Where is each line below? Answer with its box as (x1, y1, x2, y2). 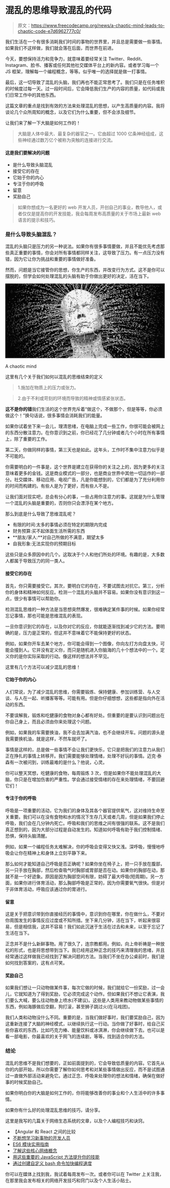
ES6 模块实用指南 (12, 1141, 49, 1147)
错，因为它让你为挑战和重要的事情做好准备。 (5, 256, 99, 262)
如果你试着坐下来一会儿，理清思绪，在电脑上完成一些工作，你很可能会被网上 (5, 423, 165, 430)
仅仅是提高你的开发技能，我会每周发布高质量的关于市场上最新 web (22, 211, 161, 217)
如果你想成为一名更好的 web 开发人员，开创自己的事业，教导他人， (17, 204, 158, 211)
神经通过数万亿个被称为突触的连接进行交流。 (22, 137, 115, 143)
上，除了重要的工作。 (5, 436, 50, 442)
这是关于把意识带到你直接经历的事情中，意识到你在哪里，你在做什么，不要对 (5, 911, 165, 917)
